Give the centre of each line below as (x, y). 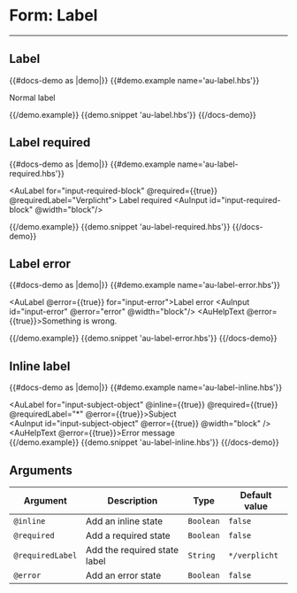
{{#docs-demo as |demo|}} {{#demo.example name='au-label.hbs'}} (134, 80)
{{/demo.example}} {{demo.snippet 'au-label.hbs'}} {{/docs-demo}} (133, 114)
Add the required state (132, 550)
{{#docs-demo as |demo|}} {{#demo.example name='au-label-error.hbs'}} (145, 285)
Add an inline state (124, 521)
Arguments (41, 470)
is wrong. (100, 321)
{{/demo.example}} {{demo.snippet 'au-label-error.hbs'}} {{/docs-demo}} (143, 339)
